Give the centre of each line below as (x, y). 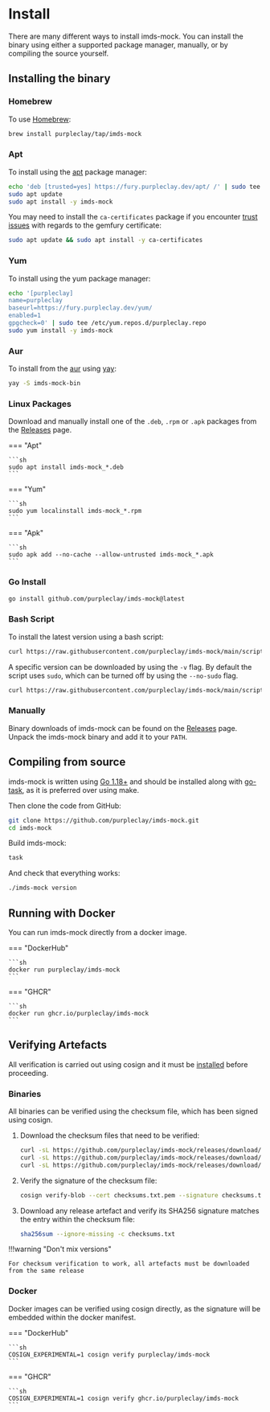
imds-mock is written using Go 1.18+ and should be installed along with (126, 782)
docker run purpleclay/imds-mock (64, 970)
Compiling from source (67, 762)
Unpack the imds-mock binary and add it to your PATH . (98, 737)
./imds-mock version (43, 888)
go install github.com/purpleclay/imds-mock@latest (96, 599)
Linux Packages (40, 404)
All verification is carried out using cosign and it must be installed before (128, 1064)
